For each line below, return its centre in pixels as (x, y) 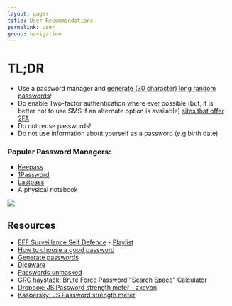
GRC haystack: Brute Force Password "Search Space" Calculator (112, 280)
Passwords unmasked (50, 273)
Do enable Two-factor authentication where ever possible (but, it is (115, 103)
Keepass (31, 167)
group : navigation (34, 34)
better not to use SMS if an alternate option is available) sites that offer (121, 111)
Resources (32, 225)
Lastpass (31, 182)
